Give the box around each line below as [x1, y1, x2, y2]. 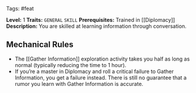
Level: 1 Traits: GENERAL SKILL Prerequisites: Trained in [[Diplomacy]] [6, 16, 175, 23]
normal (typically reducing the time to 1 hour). [14, 61, 127, 68]
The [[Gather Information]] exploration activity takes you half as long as [14, 55, 190, 62]
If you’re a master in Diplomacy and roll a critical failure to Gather [14, 68, 174, 75]
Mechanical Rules [6, 39, 74, 49]
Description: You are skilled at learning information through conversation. [6, 23, 187, 29]
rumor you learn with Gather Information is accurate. [14, 80, 144, 87]
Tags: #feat [6, 5, 34, 12]
